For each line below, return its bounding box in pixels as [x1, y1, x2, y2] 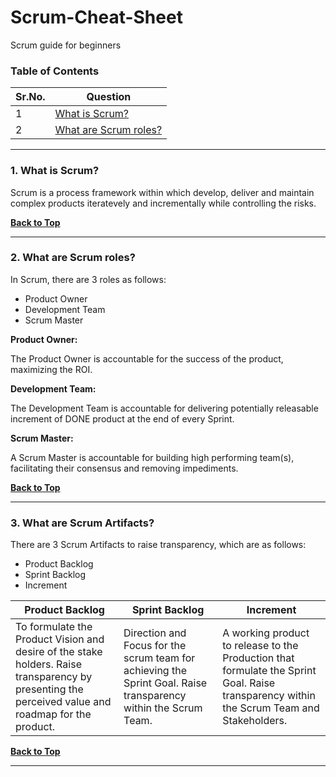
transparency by [15, 670, 93, 684]
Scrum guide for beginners [10, 39, 122, 51]
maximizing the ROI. [10, 363, 93, 375]
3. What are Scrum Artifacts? [10, 516, 155, 530]
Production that [222, 651, 295, 665]
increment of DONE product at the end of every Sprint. [10, 412, 235, 425]
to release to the [222, 639, 299, 653]
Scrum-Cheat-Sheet [10, 6, 183, 29]
